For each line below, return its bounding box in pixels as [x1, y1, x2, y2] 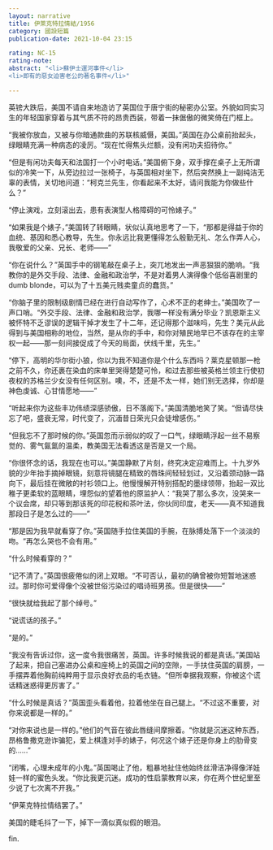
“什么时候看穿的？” [8, 553, 72, 563]
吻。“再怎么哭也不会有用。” [8, 536, 97, 545]
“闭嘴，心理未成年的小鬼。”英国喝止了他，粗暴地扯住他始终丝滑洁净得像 [8, 762, 246, 772]
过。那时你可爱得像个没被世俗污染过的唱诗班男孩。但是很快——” [8, 580, 226, 590]
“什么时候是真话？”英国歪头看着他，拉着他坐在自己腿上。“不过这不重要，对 [8, 697, 260, 707]
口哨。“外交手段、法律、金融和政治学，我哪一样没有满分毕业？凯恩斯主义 [15, 307, 262, 317]
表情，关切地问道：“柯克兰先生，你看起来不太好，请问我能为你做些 [22, 177, 247, 187]
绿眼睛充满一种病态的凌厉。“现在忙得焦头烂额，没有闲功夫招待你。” [8, 140, 232, 150]
